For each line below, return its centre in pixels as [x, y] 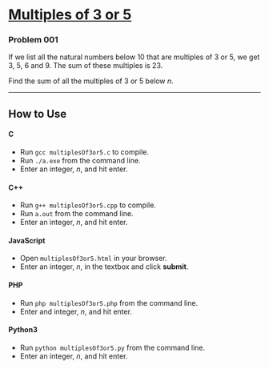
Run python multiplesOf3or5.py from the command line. [112, 347]
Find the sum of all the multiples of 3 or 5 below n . [91, 81]
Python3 [23, 330]
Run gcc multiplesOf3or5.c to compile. [84, 152]
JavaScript [27, 240]
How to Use [38, 114]
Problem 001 [33, 40]
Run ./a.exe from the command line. [80, 161]
